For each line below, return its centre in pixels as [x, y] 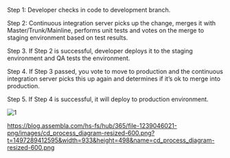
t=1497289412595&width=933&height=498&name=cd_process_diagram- [111, 140]
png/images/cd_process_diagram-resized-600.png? [81, 133]
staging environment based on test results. [68, 38]
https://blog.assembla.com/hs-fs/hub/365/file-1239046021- [92, 126]
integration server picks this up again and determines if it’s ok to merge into [114, 79]
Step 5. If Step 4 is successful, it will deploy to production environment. [108, 99]
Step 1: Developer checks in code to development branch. [89, 10]
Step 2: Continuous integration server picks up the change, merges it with [112, 23]
